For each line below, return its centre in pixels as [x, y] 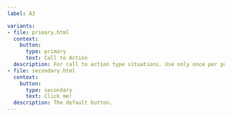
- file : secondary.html [41, 71]
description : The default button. [63, 103]
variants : [21, 26]
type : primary [46, 52]
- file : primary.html [38, 32]
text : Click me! [49, 96]
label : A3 [21, 13]
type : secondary [49, 90]
